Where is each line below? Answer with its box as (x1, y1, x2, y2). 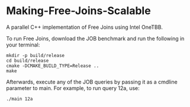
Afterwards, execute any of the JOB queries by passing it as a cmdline (6, 78, 178, 85)
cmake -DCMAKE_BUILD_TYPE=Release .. (6, 63, 99, 69)
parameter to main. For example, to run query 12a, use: (6, 84, 140, 92)
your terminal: (6, 41, 40, 48)
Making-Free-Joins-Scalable (6, 4, 151, 18)
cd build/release (6, 58, 49, 63)
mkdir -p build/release (6, 52, 65, 58)
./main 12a (6, 96, 33, 102)
